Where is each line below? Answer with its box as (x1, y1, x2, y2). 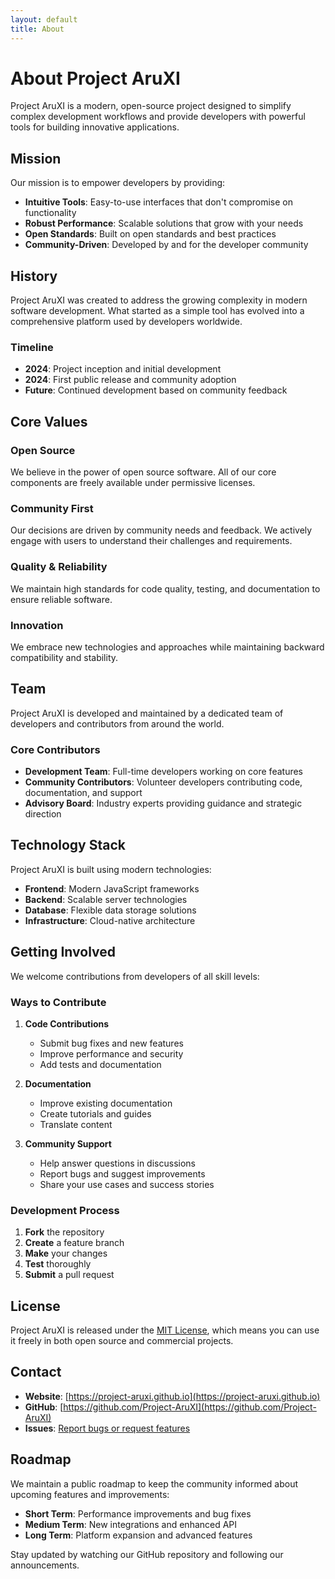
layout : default (10, 14, 78, 25)
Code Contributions (24, 1017, 110, 1030)
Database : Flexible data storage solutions (24, 904, 197, 916)
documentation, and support (24, 787, 143, 799)
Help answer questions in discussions (39, 1157, 196, 1169)
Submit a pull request (24, 1269, 115, 1281)
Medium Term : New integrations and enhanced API (24, 1518, 238, 1530)
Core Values (10, 413, 88, 430)
